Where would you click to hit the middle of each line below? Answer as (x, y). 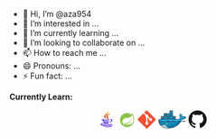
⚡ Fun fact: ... (47, 76)
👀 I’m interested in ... (61, 23)
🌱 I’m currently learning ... (70, 33)
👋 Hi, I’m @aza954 (57, 14)
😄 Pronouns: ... (52, 66)
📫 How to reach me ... (64, 53)
